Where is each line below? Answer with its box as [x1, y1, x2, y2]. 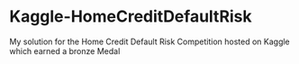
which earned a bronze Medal [9, 45, 121, 56]
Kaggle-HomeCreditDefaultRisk [9, 6, 252, 27]
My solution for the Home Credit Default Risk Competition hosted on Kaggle [9, 36, 290, 47]
